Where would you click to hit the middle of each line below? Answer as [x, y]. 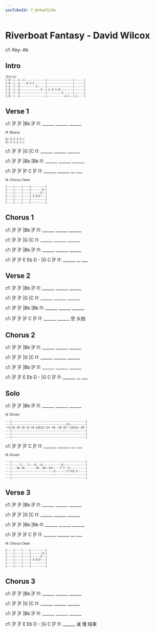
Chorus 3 [20, 581]
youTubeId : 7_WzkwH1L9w [31, 10]
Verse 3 [18, 493]
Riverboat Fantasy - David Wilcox [78, 35]
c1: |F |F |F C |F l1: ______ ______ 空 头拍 [46, 319]
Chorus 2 [20, 335]
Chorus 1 [20, 218]
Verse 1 [17, 111]
